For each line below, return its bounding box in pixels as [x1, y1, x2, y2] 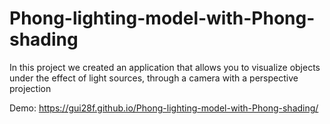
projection [9, 82, 52, 94]
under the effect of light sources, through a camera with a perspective [9, 72, 299, 84]
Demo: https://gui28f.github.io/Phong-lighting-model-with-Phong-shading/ [9, 102, 319, 114]
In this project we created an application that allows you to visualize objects [9, 61, 321, 73]
